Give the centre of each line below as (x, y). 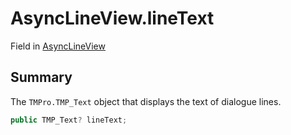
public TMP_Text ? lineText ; (69, 120)
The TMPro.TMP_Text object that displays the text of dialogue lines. (146, 101)
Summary (41, 77)
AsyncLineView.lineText (112, 18)
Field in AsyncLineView (58, 46)
